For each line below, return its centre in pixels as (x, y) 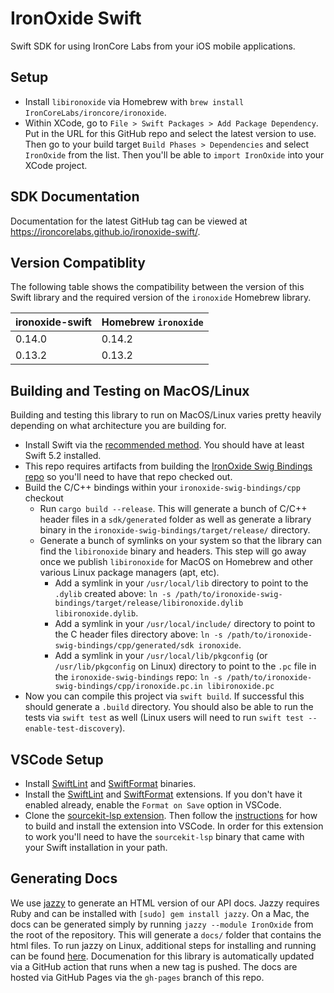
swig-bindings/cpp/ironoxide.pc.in (128, 687)
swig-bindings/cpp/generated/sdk (124, 646)
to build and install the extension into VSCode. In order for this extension (174, 826)
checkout (44, 498)
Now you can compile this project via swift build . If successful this (164, 696)
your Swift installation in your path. (96, 847)
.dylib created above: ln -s (113, 594)
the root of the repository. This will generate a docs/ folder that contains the (166, 934)
